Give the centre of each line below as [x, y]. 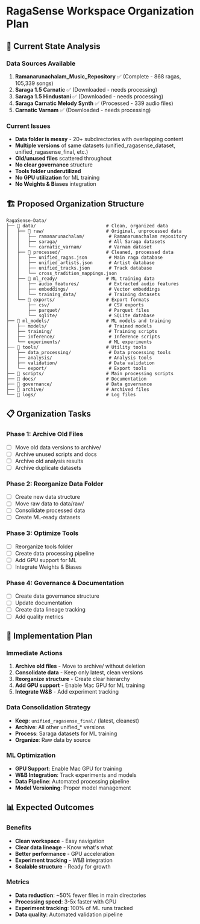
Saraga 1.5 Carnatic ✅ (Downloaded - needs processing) [86, 89]
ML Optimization [31, 755]
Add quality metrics [39, 616]
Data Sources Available [41, 63]
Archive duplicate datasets [48, 467]
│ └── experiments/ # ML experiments [79, 342]
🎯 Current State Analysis [53, 46]
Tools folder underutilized [48, 171]
